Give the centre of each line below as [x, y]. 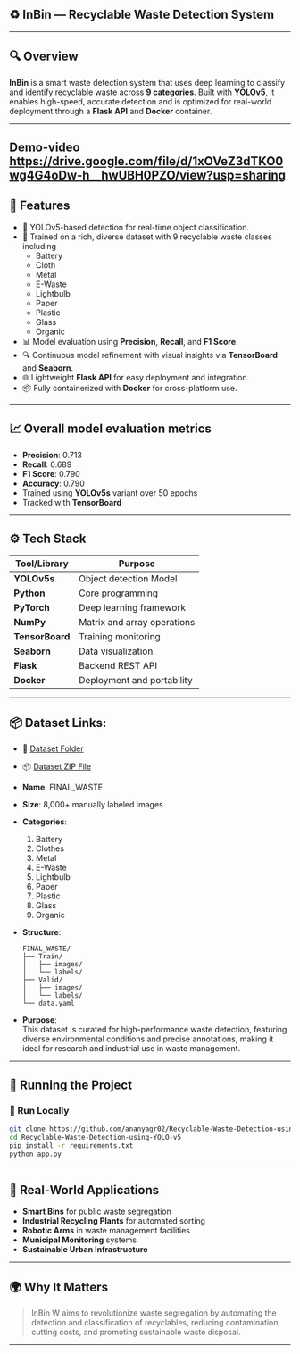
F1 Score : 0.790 [51, 473]
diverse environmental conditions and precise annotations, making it [148, 1039]
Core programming [119, 593]
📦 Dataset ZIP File [57, 766]
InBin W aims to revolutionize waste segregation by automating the [154, 1313]
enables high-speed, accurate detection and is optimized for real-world [141, 101]
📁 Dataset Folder [53, 748]
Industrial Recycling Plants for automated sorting [114, 1221]
